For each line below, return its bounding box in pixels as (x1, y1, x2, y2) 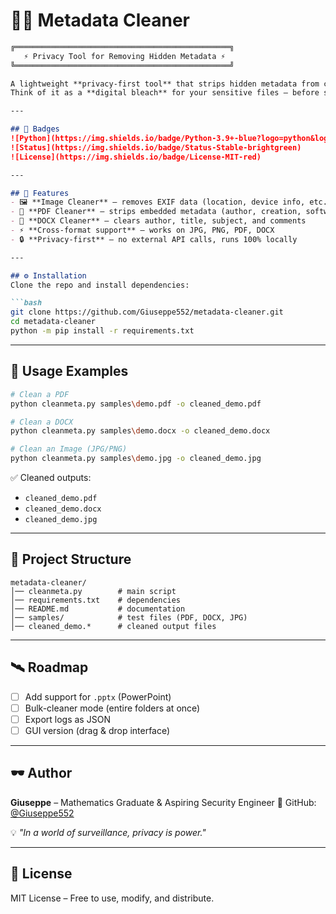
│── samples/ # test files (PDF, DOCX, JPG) (10, 612, 248, 623)
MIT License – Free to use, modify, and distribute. (10, 892, 215, 904)
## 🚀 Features (10, 188, 70, 198)
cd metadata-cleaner (10, 317, 97, 327)
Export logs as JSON (24, 713, 111, 725)
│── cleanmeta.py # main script (10, 586, 177, 596)
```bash (10, 298, 43, 308)
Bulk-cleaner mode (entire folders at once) (24, 702, 201, 714)
